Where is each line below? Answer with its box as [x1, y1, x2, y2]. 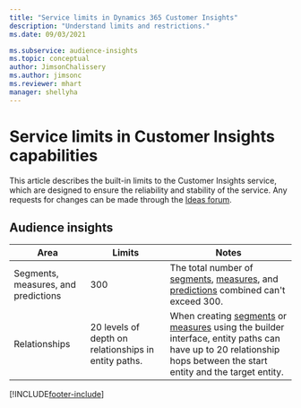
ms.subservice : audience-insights [9, 46, 139, 55]
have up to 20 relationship [169, 343, 280, 356]
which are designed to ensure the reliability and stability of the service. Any [9, 185, 288, 195]
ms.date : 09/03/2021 [9, 30, 87, 39]
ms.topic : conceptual [9, 55, 90, 64]
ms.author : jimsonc [9, 71, 82, 81]
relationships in [90, 343, 155, 356]
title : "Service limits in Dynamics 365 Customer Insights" [9, 13, 239, 22]
